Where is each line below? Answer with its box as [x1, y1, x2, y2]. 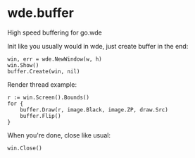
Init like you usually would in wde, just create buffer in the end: [7, 42, 189, 50]
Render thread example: [7, 80, 77, 89]
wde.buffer [7, 5, 74, 21]
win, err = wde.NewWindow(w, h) [7, 55, 102, 63]
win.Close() [7, 145, 42, 152]
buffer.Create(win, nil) [7, 68, 80, 75]
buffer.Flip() [20, 112, 61, 119]
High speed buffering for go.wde [7, 28, 102, 37]
